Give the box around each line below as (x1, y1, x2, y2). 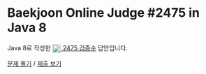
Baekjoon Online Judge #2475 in (7, 5, 200, 21)
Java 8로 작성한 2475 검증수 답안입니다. (7, 43, 128, 52)
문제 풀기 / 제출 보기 (7, 59, 61, 68)
